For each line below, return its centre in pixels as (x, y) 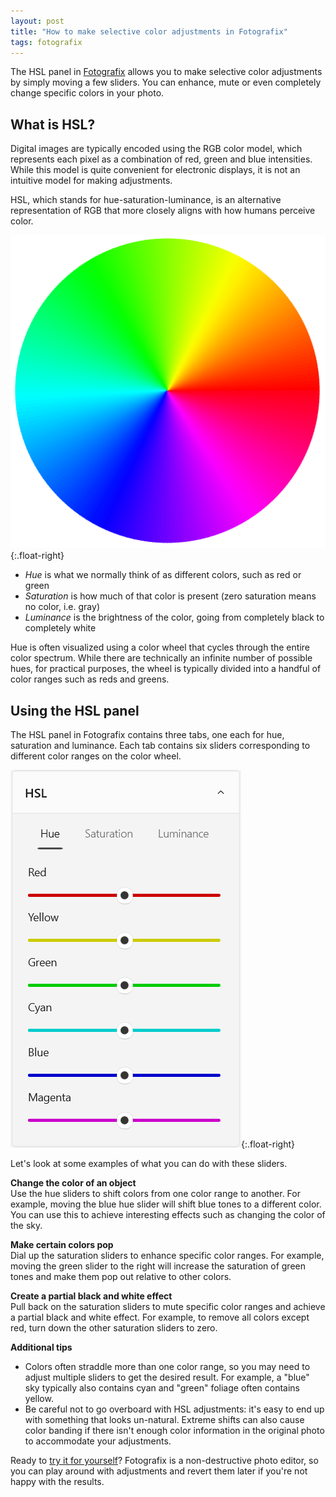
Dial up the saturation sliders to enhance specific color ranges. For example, (167, 1256)
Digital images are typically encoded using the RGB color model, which (156, 149)
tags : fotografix (46, 42)
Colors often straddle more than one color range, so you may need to (167, 1367)
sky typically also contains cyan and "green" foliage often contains (162, 1388)
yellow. (39, 1399)
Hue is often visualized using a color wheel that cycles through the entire (160, 647)
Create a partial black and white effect (91, 1296)
